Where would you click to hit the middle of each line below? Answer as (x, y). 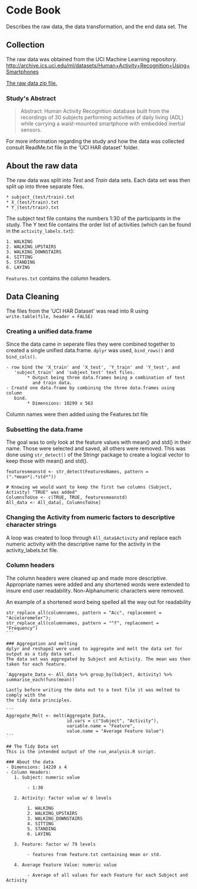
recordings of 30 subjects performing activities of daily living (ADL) (102, 118)
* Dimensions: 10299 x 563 (60, 403)
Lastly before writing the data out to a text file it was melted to (93, 690)
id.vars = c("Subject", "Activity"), (113, 721)
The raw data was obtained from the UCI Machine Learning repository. (92, 59)
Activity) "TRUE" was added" (42, 492)
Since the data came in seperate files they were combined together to (91, 344)
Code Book (33, 10)
